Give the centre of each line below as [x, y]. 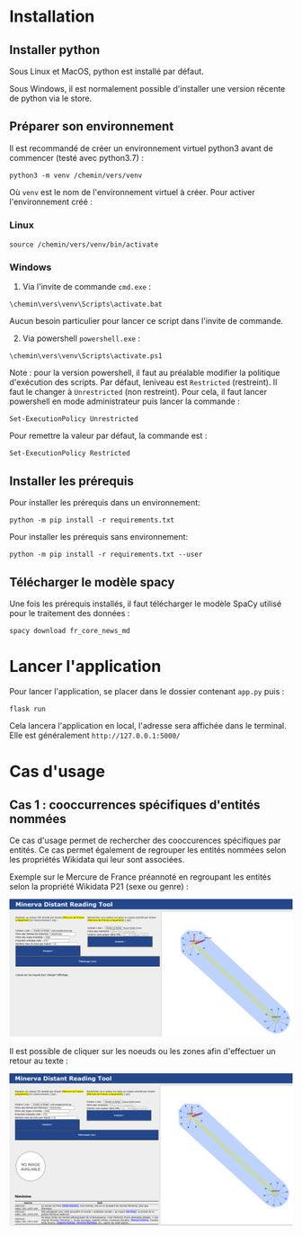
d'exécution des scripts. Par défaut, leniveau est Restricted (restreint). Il [143, 382]
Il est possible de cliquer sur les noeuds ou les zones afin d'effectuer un [142, 1051]
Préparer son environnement [92, 126]
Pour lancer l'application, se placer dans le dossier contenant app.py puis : [147, 691]
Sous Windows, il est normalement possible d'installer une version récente [147, 89]
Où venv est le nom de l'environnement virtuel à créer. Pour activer [133, 192]
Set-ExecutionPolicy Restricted [70, 453]
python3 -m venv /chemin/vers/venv [76, 175]
